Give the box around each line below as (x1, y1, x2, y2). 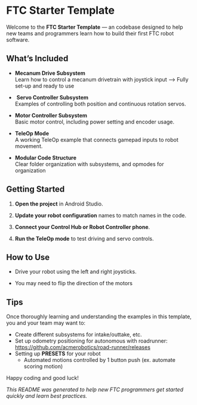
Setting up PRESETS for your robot (14, 350, 101, 357)
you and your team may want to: (6, 319, 85, 327)
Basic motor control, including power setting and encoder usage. (14, 118, 175, 125)
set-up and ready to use (14, 82, 75, 89)
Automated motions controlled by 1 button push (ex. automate (23, 356, 176, 364)
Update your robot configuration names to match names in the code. (14, 211, 187, 219)
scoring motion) (23, 363, 63, 370)
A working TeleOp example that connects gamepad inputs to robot (14, 136, 178, 143)
